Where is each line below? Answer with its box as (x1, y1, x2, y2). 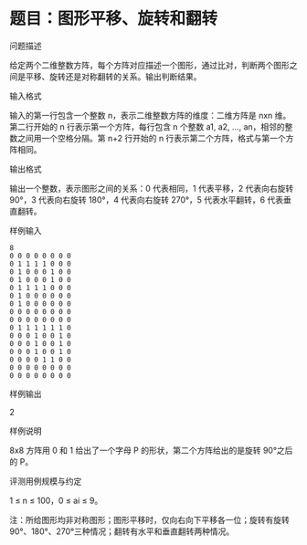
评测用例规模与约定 (9, 476, 82, 487)
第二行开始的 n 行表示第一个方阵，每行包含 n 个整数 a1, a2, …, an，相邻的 (9, 121, 285, 132)
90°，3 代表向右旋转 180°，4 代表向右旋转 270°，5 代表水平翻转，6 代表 (9, 194, 284, 205)
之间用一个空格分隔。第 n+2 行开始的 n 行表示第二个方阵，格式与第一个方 (16, 132, 294, 143)
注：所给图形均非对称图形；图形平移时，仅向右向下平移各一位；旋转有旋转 (9, 514, 290, 525)
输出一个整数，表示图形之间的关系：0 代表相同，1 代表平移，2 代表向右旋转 (9, 183, 294, 194)
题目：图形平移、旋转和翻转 (9, 8, 218, 29)
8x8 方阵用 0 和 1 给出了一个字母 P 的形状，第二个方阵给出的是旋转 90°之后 (9, 445, 293, 456)
